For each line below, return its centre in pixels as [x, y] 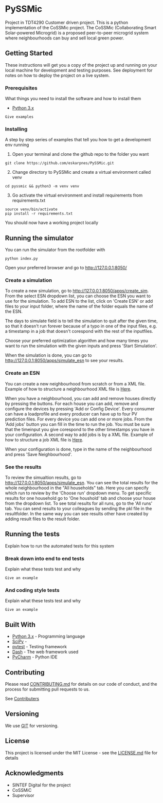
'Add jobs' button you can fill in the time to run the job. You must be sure [77, 424]
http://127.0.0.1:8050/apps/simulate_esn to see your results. [64, 361]
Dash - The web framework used [45, 652]
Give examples [19, 117]
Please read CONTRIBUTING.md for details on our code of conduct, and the [81, 684]
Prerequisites [21, 88]
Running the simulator [39, 238]
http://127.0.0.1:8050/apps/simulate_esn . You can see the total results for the [81, 483]
